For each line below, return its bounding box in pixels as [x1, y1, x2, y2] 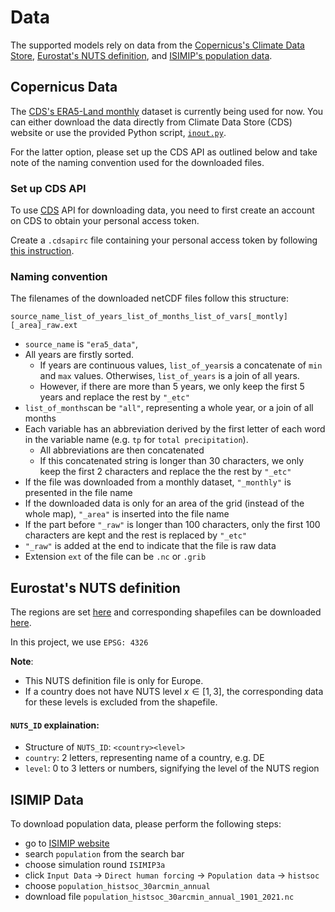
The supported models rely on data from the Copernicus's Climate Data [10, 39, 305, 51]
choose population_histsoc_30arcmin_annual [24, 880, 211, 892]
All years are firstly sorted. [24, 349, 135, 361]
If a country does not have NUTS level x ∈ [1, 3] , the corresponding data [24, 686, 324, 698]
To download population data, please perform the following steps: [10, 818, 282, 830]
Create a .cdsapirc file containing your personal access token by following [10, 234, 318, 246]
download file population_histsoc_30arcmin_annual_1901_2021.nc [24, 891, 295, 903]
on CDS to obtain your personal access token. [10, 215, 200, 227]
